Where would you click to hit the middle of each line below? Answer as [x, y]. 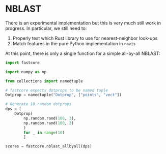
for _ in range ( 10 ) [44, 133]
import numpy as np [26, 72]
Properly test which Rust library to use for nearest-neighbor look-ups [85, 38]
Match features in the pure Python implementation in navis [74, 43]
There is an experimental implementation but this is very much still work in [83, 23]
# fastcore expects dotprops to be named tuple [57, 90]
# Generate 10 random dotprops [38, 104]
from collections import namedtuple [44, 81]
